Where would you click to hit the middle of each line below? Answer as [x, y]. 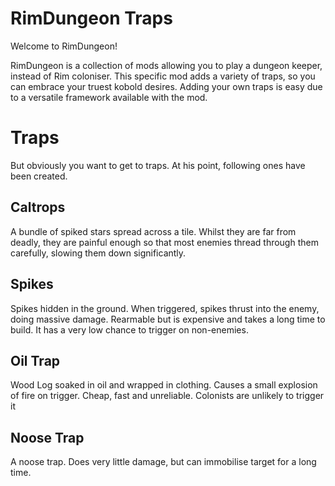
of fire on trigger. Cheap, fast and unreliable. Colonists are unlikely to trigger [167, 396]
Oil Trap [35, 360]
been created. [39, 176]
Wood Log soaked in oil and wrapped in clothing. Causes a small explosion [164, 385]
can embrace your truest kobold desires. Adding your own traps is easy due [166, 86]
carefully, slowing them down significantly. [98, 253]
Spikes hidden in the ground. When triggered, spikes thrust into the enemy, [165, 308]
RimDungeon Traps [91, 18]
